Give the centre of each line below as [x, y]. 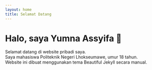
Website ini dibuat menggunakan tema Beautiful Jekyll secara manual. [76, 62]
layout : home [18, 10]
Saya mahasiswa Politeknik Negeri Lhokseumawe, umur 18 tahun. [71, 57]
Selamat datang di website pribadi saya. [46, 52]
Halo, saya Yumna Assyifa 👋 [63, 38]
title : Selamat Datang [28, 14]
